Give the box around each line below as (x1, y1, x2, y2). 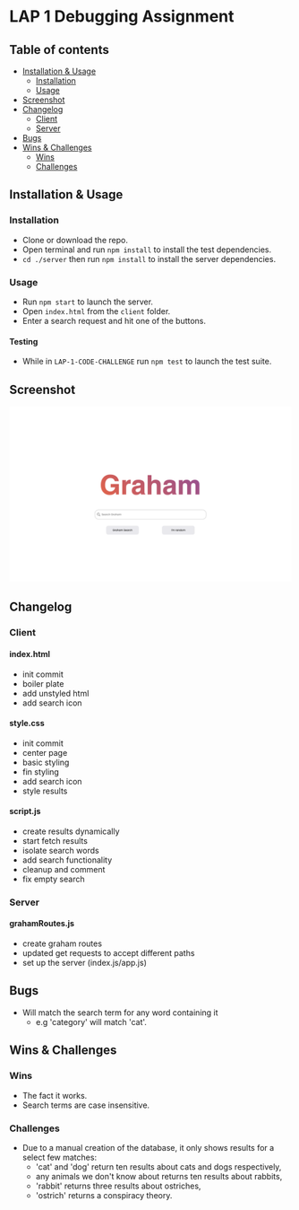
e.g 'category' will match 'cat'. (35, 1016, 148, 1027)
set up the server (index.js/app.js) (21, 958, 148, 969)
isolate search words (21, 845, 100, 855)
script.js (9, 806, 41, 817)
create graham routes (21, 938, 103, 949)
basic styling (21, 757, 70, 767)
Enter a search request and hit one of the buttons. (21, 315, 207, 326)
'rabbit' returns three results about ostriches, (35, 1180, 201, 1191)
